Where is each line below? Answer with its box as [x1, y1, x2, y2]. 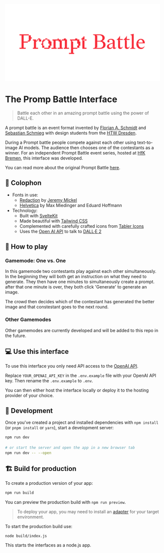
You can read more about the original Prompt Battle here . [5, 164, 121, 170]
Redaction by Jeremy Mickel [19, 197, 77, 203]
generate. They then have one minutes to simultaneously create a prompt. [5, 279, 155, 285]
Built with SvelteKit [19, 212, 58, 218]
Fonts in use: [12, 192, 38, 198]
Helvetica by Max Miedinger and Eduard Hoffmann [19, 202, 122, 208]
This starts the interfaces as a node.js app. [5, 542, 92, 548]
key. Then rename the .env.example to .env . [5, 377, 93, 384]
